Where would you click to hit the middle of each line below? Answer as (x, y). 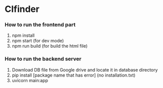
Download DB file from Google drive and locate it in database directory (85, 70)
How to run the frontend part (40, 25)
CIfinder (22, 9)
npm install (23, 35)
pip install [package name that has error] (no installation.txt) (73, 75)
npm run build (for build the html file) (50, 46)
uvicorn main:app (30, 80)
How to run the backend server (43, 59)
